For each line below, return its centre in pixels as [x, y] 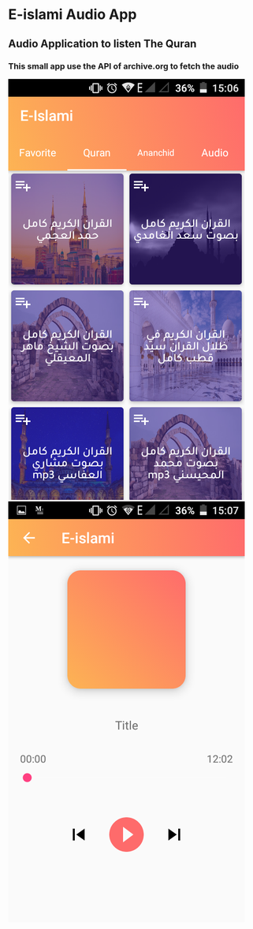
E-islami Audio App [73, 15]
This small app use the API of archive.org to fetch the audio [124, 66]
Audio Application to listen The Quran [102, 44]
